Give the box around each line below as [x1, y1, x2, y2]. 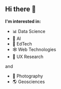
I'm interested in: [5, 18, 41, 24]
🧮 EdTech [12, 40, 32, 46]
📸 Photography [12, 73, 43, 79]
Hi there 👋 [5, 5, 36, 13]
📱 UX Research [12, 53, 44, 59]
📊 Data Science [12, 28, 46, 34]
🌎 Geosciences [12, 78, 45, 84]
